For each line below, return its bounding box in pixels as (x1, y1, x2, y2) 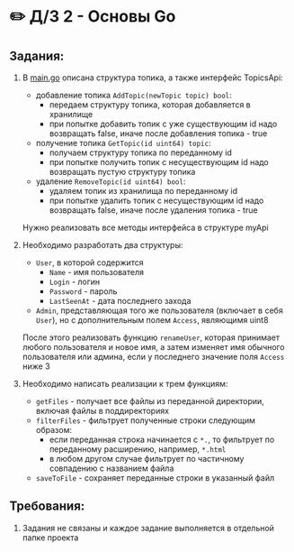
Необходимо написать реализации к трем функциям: (22, 379, 228, 389)
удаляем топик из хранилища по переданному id (49, 186, 238, 196)
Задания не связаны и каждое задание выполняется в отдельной (22, 522, 274, 533)
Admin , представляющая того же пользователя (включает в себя (35, 305, 283, 316)
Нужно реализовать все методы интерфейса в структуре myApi (22, 222, 269, 233)
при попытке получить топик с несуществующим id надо (49, 157, 270, 167)
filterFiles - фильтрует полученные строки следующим (35, 415, 256, 426)
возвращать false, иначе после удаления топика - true (49, 205, 258, 216)
